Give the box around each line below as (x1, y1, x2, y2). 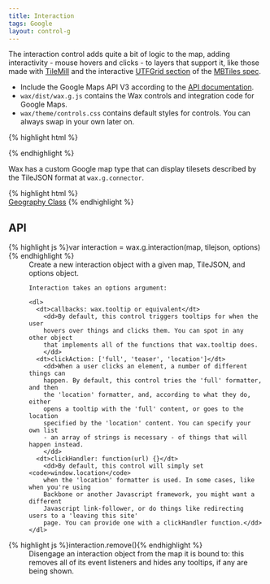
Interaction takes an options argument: (28, 284, 168, 293)
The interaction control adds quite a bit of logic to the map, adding (8, 50, 230, 59)
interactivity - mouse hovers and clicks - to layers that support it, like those (8, 58, 260, 68)
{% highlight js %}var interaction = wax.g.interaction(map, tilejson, (8, 242, 232, 252)
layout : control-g (8, 27, 71, 35)
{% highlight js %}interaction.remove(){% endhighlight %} (8, 540, 203, 550)
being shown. (28, 566, 75, 576)
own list (28, 426, 59, 435)
